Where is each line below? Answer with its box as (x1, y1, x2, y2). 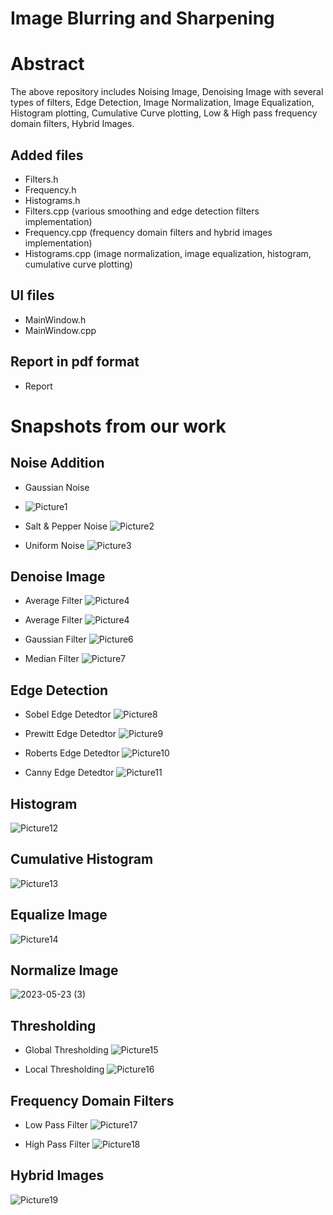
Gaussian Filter (24, 633, 87, 646)
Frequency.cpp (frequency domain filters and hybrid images (24, 226, 273, 238)
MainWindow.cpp (24, 324, 97, 336)
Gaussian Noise (24, 481, 90, 493)
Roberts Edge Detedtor (24, 747, 120, 759)
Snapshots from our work (10, 415, 227, 437)
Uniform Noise (24, 539, 85, 551)
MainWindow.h (24, 313, 87, 326)
